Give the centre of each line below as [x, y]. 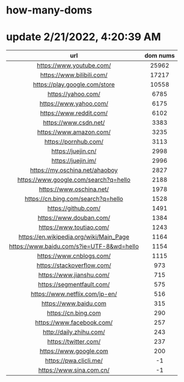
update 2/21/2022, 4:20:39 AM [84, 37]
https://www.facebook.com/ [74, 323]
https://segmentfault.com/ [74, 285]
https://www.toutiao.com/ [74, 227]
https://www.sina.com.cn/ [74, 370]
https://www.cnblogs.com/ [74, 256]
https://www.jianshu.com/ [74, 275]
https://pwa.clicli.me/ [74, 361]
